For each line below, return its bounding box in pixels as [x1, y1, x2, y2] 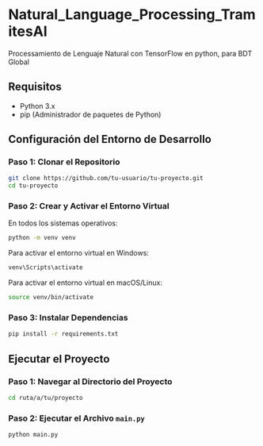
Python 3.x [19, 101, 55, 110]
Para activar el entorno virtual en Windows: [8, 248, 149, 258]
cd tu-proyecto [8, 182, 59, 190]
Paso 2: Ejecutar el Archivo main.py [8, 413, 145, 424]
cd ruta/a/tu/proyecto [8, 394, 83, 402]
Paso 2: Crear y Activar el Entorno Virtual [8, 201, 170, 212]
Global [8, 57, 30, 67]
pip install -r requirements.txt [8, 330, 119, 338]
